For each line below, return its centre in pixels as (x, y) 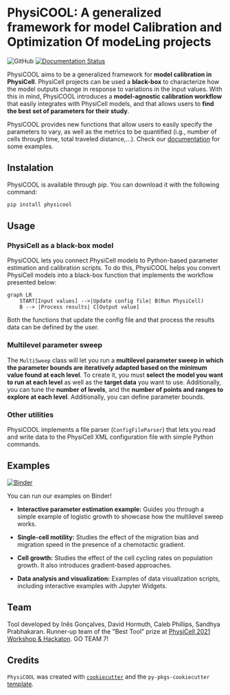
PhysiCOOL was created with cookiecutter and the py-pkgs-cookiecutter (108, 677)
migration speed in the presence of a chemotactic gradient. (101, 544)
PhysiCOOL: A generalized (84, 13)
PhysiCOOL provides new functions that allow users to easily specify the (110, 124)
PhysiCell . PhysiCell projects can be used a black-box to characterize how (113, 81)
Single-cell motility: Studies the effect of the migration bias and (108, 537)
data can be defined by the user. (53, 327)
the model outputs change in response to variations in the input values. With (115, 89)
